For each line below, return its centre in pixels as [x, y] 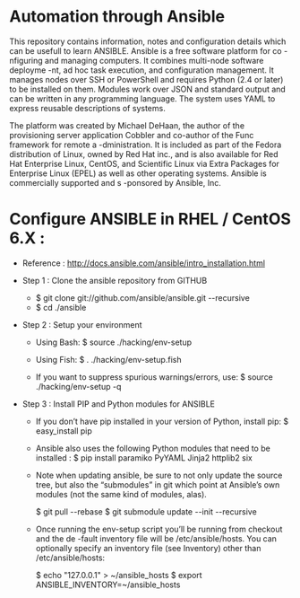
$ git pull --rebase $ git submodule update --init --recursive [146, 511]
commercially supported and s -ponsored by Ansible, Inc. [115, 182]
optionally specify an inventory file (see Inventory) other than [148, 548]
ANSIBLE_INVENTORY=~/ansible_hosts [108, 585]
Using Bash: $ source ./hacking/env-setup [114, 342]
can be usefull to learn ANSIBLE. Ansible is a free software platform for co [146, 50]
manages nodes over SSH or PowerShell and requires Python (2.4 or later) [146, 79]
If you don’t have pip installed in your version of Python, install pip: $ [162, 421]
